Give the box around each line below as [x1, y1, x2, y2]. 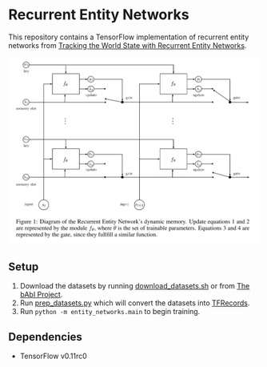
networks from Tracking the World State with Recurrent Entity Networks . [8, 40, 247, 50]
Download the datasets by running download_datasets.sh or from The [19, 281, 250, 291]
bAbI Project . [19, 290, 63, 300]
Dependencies [8, 330, 82, 344]
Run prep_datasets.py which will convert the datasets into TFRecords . [19, 298, 250, 308]
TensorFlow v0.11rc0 [19, 351, 88, 361]
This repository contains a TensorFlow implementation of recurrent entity [8, 32, 249, 42]
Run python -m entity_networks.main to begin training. [19, 307, 201, 317]
